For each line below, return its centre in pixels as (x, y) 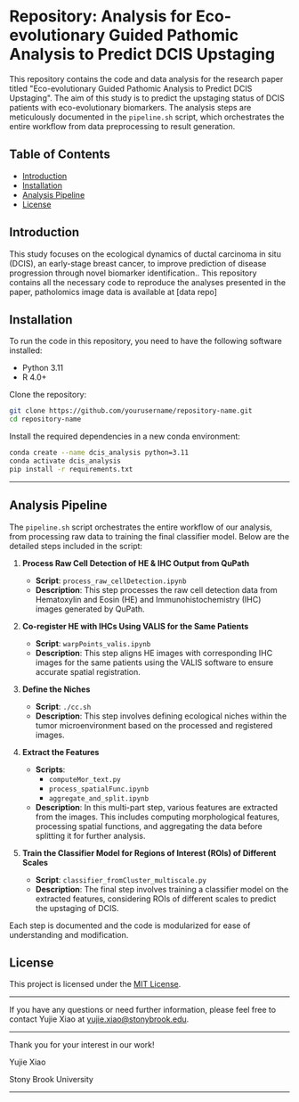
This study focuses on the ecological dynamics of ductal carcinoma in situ (145, 254)
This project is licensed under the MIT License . (95, 984)
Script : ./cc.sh (63, 706)
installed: (26, 350)
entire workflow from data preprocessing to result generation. (122, 126)
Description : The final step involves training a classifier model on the (162, 889)
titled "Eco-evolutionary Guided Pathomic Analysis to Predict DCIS (131, 88)
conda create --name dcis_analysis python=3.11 (99, 453)
